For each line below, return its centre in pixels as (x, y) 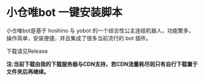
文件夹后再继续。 (28, 71)
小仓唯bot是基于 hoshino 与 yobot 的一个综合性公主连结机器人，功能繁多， (100, 30)
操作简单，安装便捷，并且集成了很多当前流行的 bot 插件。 (79, 38)
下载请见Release (27, 51)
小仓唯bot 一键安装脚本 (64, 12)
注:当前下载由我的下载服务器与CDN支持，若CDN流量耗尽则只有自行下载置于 (102, 64)
